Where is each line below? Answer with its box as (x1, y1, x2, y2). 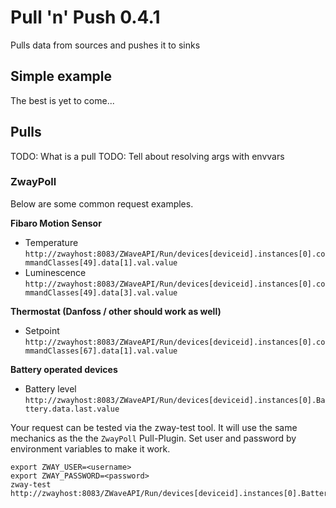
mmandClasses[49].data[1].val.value (24, 257, 178, 268)
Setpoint (24, 324, 60, 336)
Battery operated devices (10, 363, 118, 375)
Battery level (24, 382, 77, 395)
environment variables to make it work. (10, 442, 171, 455)
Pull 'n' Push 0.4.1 (10, 6, 161, 29)
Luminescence (24, 266, 87, 278)
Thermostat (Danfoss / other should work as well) (10, 305, 222, 317)
